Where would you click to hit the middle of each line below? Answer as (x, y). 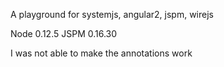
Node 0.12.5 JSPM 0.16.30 (64, 33)
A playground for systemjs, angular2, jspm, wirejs (112, 14)
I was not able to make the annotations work (101, 53)
